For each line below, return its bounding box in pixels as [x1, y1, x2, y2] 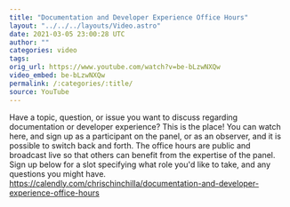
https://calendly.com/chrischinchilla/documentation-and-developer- [9, 178, 260, 188]
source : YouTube [9, 87, 69, 96]
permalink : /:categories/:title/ [9, 79, 133, 88]
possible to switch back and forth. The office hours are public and [9, 139, 251, 151]
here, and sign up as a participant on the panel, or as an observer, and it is [9, 131, 282, 141]
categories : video [9, 46, 77, 55]
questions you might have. [9, 168, 107, 179]
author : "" [9, 37, 50, 47]
